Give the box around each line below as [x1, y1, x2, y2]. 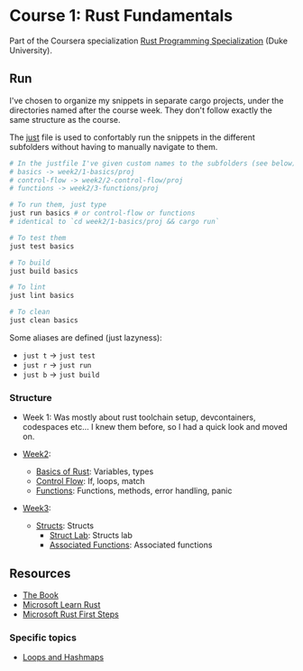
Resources [9, 565, 71, 581]
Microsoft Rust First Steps [22, 609, 119, 620]
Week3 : [22, 503, 51, 514]
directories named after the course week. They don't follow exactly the [9, 105, 272, 116]
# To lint [9, 283, 47, 292]
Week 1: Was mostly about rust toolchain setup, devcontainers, [22, 412, 256, 423]
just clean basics [9, 316, 78, 325]
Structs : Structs [35, 520, 95, 531]
